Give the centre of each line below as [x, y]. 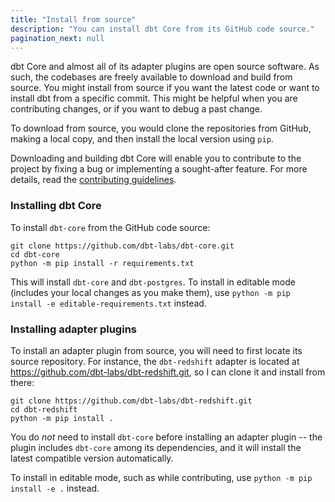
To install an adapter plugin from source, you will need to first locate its [156, 350]
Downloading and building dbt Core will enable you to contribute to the [156, 158]
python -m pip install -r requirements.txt [102, 263]
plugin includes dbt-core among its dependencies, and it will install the [156, 447]
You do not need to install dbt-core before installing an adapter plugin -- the [166, 437]
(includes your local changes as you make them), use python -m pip [150, 292]
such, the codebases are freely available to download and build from [151, 77]
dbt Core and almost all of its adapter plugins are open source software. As [165, 67]
